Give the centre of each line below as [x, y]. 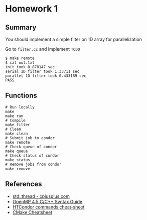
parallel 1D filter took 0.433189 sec [46, 76]
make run [14, 116]
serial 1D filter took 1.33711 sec [42, 71]
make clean [17, 134]
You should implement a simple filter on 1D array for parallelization [73, 39]
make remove [18, 169]
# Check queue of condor [31, 147]
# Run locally [20, 107]
